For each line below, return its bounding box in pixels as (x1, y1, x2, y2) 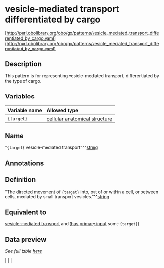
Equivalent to (5, 208, 47, 216)
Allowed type (47, 107, 79, 114)
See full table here (5, 248, 42, 254)
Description (5, 60, 42, 68)
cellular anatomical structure (47, 115, 113, 122)
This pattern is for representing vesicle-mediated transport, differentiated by (5, 73, 159, 79)
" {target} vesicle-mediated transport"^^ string (5, 145, 98, 150)
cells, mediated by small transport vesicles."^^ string (5, 194, 110, 199)
